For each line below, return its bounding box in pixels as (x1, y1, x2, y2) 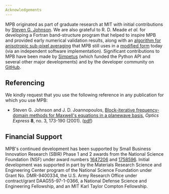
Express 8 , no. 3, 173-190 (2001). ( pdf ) (12, 118, 93, 124)
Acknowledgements (5, 7, 42, 13)
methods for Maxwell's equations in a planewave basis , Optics (29, 112, 159, 118)
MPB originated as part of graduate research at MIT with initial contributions (5, 21, 163, 27)
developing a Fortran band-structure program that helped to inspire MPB (5, 32, 156, 38)
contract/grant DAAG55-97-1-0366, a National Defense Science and (5, 178, 147, 184)
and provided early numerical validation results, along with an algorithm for (5, 37, 161, 43)
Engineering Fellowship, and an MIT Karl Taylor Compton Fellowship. (5, 183, 148, 189)
